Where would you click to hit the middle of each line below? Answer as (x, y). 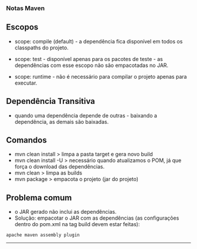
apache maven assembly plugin (43, 235)
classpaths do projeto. (41, 48)
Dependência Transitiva (51, 101)
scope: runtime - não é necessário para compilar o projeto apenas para (101, 76)
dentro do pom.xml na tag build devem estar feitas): (77, 224)
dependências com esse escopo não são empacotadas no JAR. (91, 65)
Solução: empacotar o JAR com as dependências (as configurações (97, 218)
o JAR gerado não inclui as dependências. (65, 212)
